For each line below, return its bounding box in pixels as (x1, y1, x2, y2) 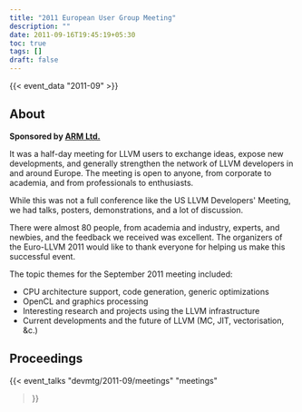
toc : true (9, 38, 47, 48)
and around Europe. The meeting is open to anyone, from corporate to (9, 167, 272, 178)
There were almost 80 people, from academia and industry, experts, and (9, 221, 280, 232)
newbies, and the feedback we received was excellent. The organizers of (9, 231, 283, 242)
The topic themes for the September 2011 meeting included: (9, 269, 233, 280)
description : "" (9, 22, 71, 31)
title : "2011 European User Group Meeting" (9, 13, 177, 23)
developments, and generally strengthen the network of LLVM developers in (9, 158, 294, 169)
